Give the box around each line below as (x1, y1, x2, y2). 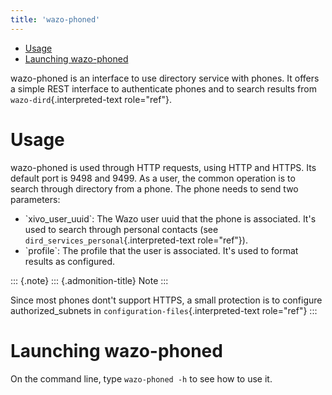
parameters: (10, 193, 61, 205)
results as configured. (24, 255, 116, 267)
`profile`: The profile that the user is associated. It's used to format (24, 244, 299, 256)
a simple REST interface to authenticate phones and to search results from (10, 82, 317, 95)
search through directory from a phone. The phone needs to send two (10, 182, 299, 195)
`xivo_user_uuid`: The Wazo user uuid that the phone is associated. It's (24, 212, 317, 225)
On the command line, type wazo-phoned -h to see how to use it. (10, 372, 273, 385)
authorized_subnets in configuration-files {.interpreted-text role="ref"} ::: (10, 304, 318, 316)
